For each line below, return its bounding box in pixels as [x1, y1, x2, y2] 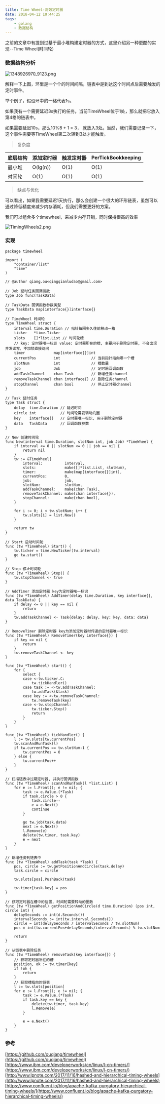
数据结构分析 [5, 60, 36, 67]
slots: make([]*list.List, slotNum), [23, 465, 127, 470]
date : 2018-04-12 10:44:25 [5, 12, 61, 17]
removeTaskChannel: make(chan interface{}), [23, 491, 116, 496]
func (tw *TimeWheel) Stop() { [5, 571, 69, 576]
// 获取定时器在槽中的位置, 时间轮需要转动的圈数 [5, 899, 94, 904]
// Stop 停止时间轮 [5, 566, 41, 571]
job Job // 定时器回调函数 [14, 366, 124, 371]
